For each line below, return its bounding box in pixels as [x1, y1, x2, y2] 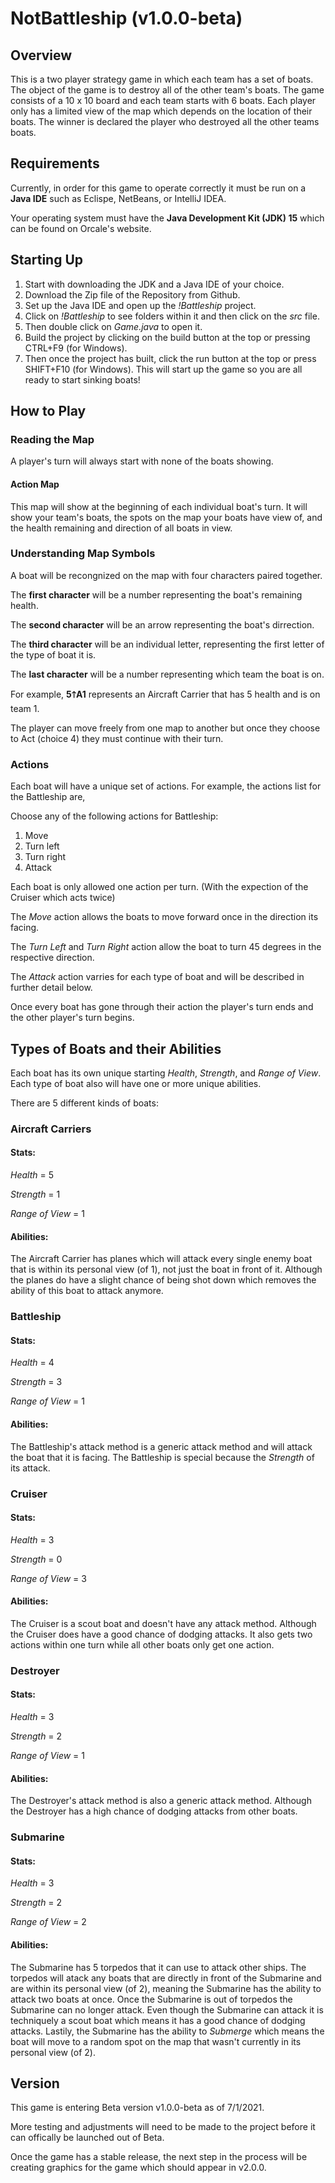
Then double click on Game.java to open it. [24, 320, 203, 332]
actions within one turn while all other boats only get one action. [10, 1638, 275, 1651]
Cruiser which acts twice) [10, 892, 116, 904]
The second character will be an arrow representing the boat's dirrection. [10, 618, 315, 631]
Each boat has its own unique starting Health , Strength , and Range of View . [10, 1067, 322, 1079]
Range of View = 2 [10, 1916, 87, 1928]
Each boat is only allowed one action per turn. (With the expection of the [10, 881, 309, 893]
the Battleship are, [10, 791, 86, 803]
